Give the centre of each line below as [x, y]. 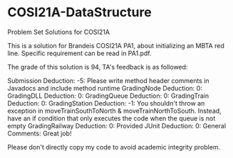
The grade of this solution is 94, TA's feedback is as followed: [98, 67]
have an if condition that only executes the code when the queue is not [112, 118]
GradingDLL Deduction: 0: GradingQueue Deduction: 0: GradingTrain [108, 96]
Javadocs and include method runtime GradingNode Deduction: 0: [105, 88]
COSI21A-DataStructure [79, 12]
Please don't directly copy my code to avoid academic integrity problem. [114, 147]
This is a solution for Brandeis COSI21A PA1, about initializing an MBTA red [116, 45]
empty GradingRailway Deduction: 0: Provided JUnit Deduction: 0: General [117, 125]
